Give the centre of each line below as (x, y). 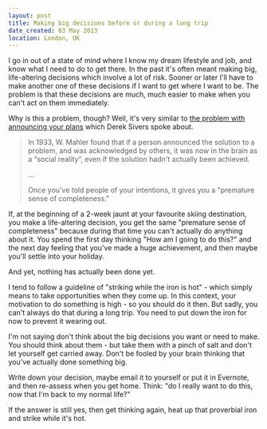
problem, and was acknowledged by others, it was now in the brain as (142, 151)
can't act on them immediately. (59, 103)
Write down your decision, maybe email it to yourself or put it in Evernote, (129, 378)
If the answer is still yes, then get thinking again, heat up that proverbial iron (133, 410)
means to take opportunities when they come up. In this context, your (122, 296)
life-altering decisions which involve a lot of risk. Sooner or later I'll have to (131, 77)
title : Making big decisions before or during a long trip (108, 23)
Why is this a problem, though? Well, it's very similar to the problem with (127, 118)
